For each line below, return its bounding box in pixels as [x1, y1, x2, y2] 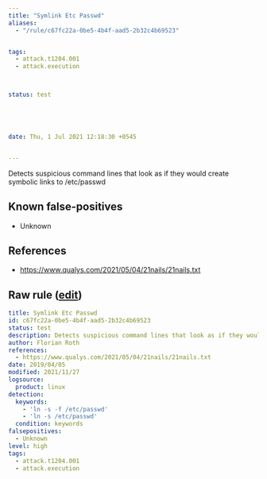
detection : [8, 390, 44, 398]
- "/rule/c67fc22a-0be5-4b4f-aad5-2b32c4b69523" [15, 26, 180, 34]
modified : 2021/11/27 [8, 369, 80, 377]
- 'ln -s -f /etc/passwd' [22, 405, 109, 413]
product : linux [15, 383, 66, 391]
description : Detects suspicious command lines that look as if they [8, 331, 244, 339]
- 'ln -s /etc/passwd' [22, 412, 98, 421]
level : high [8, 442, 48, 450]
